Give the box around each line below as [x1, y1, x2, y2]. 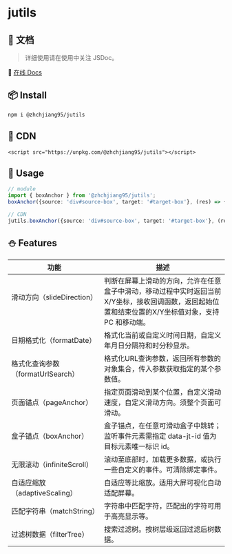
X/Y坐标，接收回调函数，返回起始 [103, 297, 213, 306]
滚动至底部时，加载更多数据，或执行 [103, 454, 222, 464]
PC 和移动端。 [103, 317, 150, 327]
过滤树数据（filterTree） [11, 529, 89, 539]
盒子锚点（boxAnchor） [11, 431, 89, 441]
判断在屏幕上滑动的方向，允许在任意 [103, 276, 222, 286]
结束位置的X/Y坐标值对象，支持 [117, 307, 220, 317]
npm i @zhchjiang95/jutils [8, 111, 85, 118]
